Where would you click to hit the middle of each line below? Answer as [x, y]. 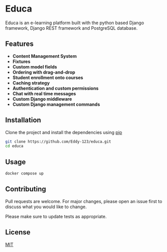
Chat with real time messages [44, 93]
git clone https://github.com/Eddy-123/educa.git [58, 142]
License [18, 232]
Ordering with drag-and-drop [44, 72]
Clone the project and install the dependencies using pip [64, 132]
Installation [23, 120]
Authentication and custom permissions [56, 88]
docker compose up [24, 174]
